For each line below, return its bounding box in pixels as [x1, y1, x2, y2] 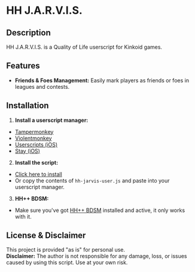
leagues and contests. [14, 83, 70, 90]
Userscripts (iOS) [14, 141, 58, 148]
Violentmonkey [14, 134, 52, 142]
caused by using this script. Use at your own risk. [6, 259, 128, 266]
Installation [6, 100, 49, 111]
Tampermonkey [14, 128, 54, 135]
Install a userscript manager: [14, 116, 89, 124]
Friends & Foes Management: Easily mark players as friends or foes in [14, 76, 190, 84]
